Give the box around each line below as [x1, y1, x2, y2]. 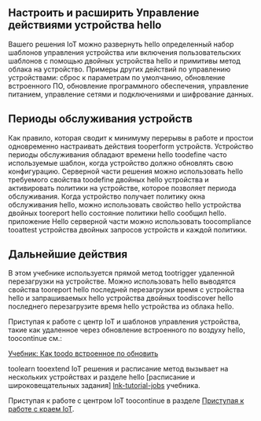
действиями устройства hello [8, 19, 162, 32]
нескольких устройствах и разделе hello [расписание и [8, 372, 196, 382]
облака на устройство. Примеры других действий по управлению [8, 64, 231, 74]
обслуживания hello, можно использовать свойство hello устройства [8, 200, 241, 209]
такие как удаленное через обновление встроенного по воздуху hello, [8, 325, 246, 335]
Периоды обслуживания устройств [8, 112, 193, 126]
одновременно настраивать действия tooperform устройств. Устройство [8, 141, 254, 151]
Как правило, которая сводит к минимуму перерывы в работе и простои [8, 133, 254, 142]
